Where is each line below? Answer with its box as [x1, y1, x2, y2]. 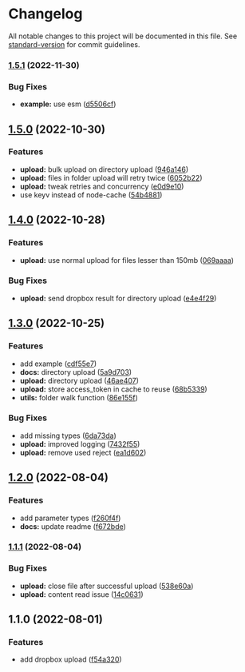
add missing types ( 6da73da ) [19, 431, 117, 440]
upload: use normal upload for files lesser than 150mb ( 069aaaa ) [19, 255, 234, 264]
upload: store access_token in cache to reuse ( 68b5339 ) [19, 384, 207, 394]
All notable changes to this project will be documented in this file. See [8, 31, 238, 41]
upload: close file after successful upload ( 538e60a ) [19, 581, 194, 590]
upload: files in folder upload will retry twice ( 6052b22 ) [19, 173, 203, 182]
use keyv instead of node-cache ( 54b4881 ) [19, 189, 163, 200]
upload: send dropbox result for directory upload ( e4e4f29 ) [19, 293, 217, 303]
